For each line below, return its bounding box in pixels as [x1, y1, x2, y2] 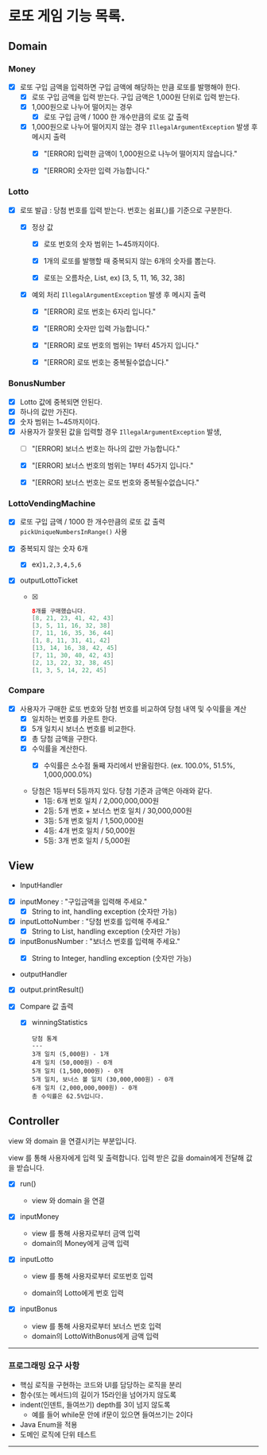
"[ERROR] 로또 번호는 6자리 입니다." [43, 307, 157, 316]
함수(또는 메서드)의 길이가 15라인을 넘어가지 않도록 [19, 1390, 177, 1399]
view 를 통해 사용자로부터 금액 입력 [31, 1229, 141, 1238]
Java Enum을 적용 [19, 1419, 78, 1429]
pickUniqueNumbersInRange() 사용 [19, 527, 128, 536]
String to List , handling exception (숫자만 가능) [31, 927, 181, 936]
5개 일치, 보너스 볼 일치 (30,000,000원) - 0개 [31, 1076, 174, 1084]
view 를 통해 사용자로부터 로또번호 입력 [31, 1271, 153, 1281]
